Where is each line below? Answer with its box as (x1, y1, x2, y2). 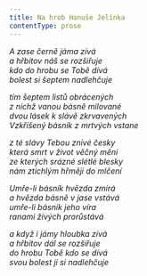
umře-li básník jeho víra (9, 201, 96, 212)
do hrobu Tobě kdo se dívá (9, 247, 109, 258)
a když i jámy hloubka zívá (9, 228, 108, 239)
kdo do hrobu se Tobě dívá (9, 64, 109, 76)
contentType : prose (9, 21, 82, 30)
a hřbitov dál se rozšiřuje (9, 238, 101, 248)
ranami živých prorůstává (9, 211, 104, 222)
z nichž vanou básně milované (9, 101, 122, 111)
